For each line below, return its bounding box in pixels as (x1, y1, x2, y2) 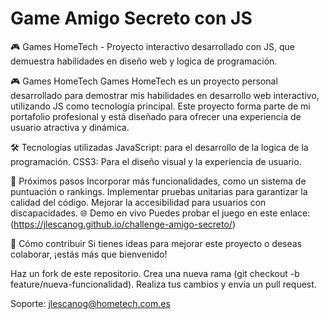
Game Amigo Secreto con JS (10, 7, 253, 30)
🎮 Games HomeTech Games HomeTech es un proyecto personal (10, 75, 278, 87)
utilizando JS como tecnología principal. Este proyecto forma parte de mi (10, 100, 311, 112)
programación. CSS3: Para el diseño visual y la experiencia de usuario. (10, 155, 302, 167)
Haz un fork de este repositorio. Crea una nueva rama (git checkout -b (10, 267, 300, 279)
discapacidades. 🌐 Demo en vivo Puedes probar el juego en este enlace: (10, 207, 311, 219)
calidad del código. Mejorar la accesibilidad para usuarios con (10, 196, 267, 208)
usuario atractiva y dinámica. (10, 121, 130, 133)
